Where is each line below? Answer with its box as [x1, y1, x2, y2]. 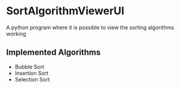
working [6, 30, 27, 37]
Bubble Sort [14, 63, 45, 70]
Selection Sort [14, 76, 50, 83]
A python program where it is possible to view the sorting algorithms [6, 24, 175, 31]
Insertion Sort [14, 70, 49, 77]
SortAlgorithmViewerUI [6, 4, 125, 18]
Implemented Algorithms [6, 48, 101, 58]
